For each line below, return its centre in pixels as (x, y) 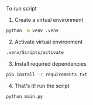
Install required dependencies (50, 63)
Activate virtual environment (49, 42)
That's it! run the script (42, 86)
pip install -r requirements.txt (47, 74)
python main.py (25, 96)
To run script (21, 9)
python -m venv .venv (32, 31)
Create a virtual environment (49, 20)
